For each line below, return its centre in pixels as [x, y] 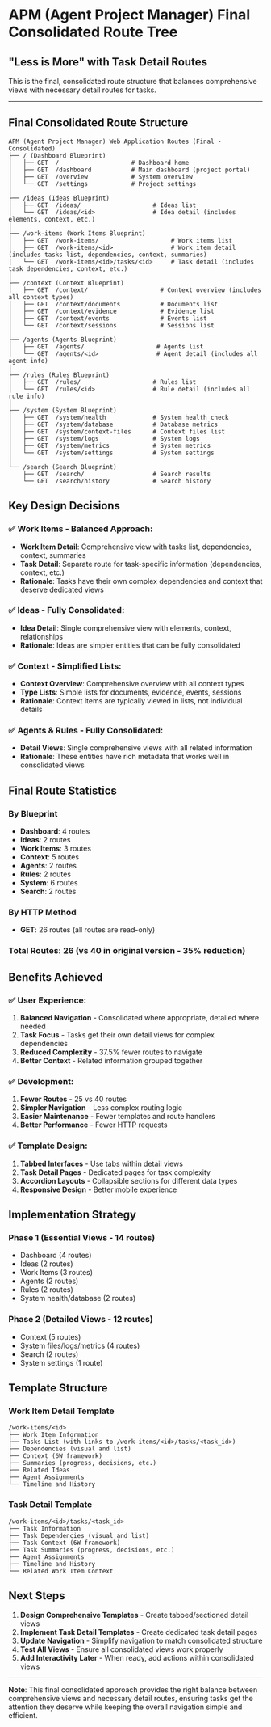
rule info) [27, 396]
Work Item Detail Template [61, 1411]
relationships [41, 636]
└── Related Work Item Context [61, 1571]
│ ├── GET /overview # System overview [101, 177]
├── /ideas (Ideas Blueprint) [59, 198]
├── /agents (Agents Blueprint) [63, 340]
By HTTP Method [42, 912]
